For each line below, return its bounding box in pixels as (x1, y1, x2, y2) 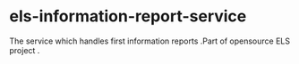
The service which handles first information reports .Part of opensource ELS (9, 36, 291, 46)
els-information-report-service (9, 6, 247, 27)
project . (9, 44, 40, 55)
